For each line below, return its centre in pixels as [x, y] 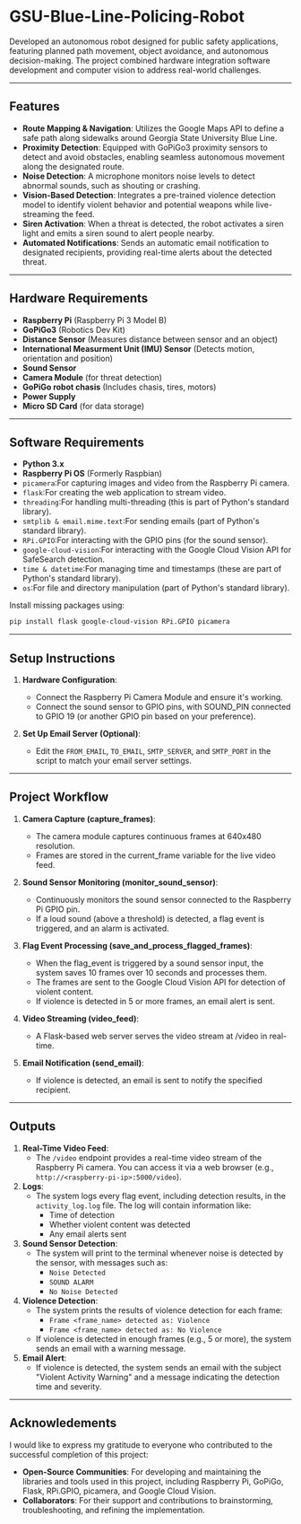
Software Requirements [77, 442]
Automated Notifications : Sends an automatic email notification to [146, 242]
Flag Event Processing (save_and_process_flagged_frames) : [137, 945]
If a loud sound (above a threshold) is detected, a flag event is [150, 918]
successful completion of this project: [79, 1454]
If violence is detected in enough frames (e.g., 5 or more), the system [163, 1338]
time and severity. [69, 1386]
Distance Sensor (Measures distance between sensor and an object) [150, 339]
